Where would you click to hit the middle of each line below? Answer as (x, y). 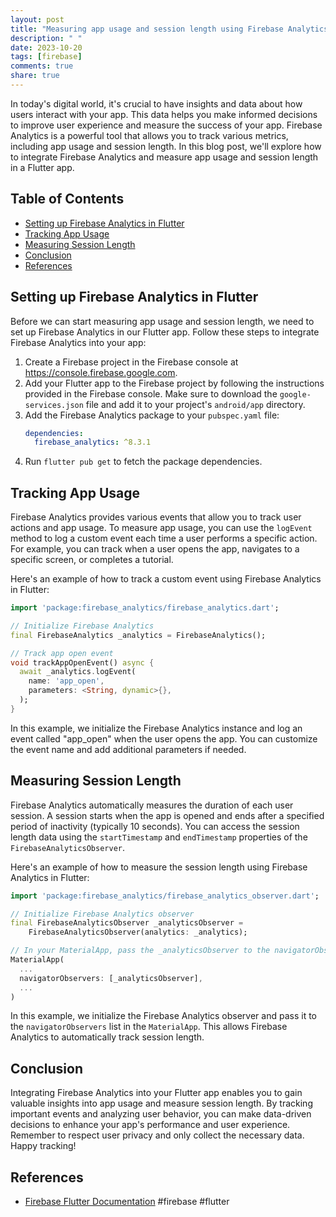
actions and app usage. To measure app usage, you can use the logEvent (161, 528)
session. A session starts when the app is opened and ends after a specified (167, 815)
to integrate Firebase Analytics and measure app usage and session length (164, 157)
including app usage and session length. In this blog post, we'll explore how (166, 146)
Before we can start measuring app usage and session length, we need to (162, 321)
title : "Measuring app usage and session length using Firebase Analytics (169, 29)
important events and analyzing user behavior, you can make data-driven (161, 1114)
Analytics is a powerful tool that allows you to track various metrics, (149, 135)
